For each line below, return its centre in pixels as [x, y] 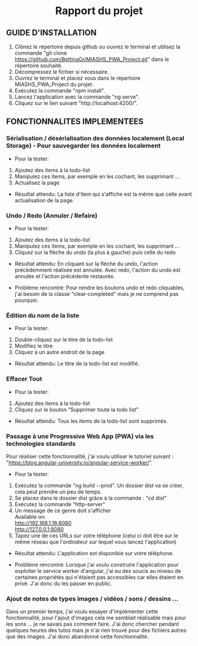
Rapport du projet [99, 11]
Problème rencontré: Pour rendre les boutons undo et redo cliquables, [100, 288]
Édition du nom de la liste [43, 315]
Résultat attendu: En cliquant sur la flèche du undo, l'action [86, 263]
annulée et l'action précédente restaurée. [65, 276]
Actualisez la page [37, 182]
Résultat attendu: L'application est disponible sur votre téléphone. [94, 553]
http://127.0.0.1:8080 [39, 529]
